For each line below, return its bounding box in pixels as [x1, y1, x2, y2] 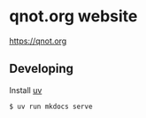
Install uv [9, 84, 42, 95]
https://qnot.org [9, 35, 67, 46]
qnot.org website [9, 6, 138, 27]
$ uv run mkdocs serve [9, 102, 93, 111]
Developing [9, 61, 73, 76]
